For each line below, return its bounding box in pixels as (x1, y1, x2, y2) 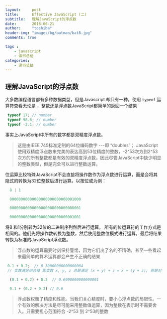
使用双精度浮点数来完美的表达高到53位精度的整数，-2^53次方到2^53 (17, 148, 158, 155)
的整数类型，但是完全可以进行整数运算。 (17, 160, 100, 167)
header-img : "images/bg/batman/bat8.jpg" (5, 30, 92, 35)
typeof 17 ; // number (7, 113, 52, 118)
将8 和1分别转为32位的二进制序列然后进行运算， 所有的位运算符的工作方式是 (5, 224, 162, 230)
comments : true (5, 35, 37, 40)
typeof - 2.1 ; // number (7, 122, 57, 127)
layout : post (5, 7, 41, 12)
